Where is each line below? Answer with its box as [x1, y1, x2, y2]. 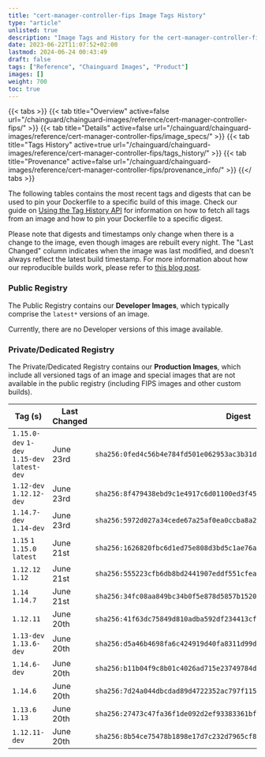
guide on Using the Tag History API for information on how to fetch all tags [8, 206, 250, 215]
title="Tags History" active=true [8, 140, 112, 150]
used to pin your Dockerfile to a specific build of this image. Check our [8, 197, 238, 207]
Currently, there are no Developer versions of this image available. [8, 324, 223, 334]
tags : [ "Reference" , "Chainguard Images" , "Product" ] [8, 63, 189, 71]
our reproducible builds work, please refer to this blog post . [8, 263, 201, 272]
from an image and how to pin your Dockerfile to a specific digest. [8, 214, 223, 223]
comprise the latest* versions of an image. [8, 309, 150, 318]
